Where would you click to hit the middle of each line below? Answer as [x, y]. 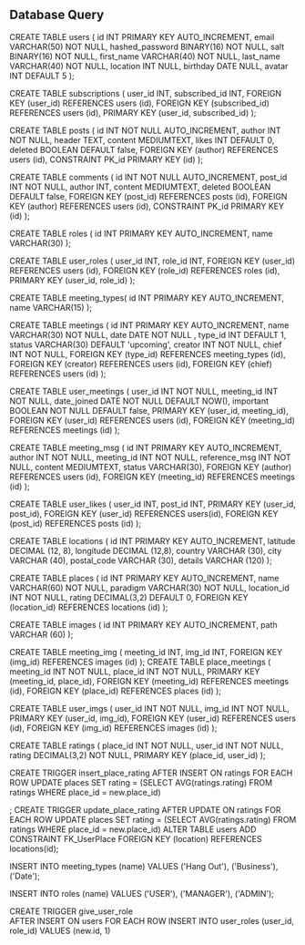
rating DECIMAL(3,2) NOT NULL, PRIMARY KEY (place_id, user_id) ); [137, 755]
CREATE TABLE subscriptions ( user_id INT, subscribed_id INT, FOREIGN [146, 93]
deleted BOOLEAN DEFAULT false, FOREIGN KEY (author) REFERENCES [144, 149]
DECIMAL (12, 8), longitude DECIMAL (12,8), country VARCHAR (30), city [146, 550]
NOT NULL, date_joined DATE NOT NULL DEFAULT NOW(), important [139, 401]
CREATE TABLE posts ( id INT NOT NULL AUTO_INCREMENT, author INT [145, 130]
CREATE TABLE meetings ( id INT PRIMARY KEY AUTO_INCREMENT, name [149, 325]
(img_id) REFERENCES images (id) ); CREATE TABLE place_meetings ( [140, 662]
